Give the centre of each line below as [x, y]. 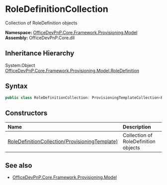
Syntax [16, 86]
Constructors [26, 113]
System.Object [20, 65]
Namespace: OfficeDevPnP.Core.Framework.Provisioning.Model [71, 32]
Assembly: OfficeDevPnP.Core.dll [40, 38]
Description [137, 127]
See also [19, 165]
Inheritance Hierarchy [40, 53]
